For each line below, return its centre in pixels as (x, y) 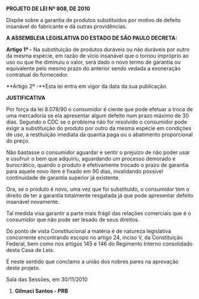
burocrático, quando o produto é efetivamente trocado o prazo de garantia (97, 165)
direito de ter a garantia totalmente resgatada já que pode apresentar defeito (100, 195)
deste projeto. (23, 268)
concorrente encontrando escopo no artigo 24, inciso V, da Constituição (94, 237)
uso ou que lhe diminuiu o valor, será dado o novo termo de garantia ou (94, 62)
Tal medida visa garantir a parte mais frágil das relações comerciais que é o (99, 213)
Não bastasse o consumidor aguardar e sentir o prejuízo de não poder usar (98, 152)
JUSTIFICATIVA (26, 98)
